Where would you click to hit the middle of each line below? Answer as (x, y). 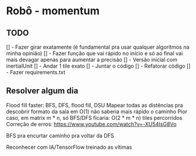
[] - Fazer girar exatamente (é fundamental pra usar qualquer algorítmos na (98, 47)
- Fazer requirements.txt (36, 72)
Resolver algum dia (42, 91)
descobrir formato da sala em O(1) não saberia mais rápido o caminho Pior (97, 112)
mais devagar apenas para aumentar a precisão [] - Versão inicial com (92, 60)
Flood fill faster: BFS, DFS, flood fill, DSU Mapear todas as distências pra (95, 105)
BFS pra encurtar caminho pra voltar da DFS (60, 135)
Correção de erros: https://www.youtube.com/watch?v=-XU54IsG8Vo (91, 124)
